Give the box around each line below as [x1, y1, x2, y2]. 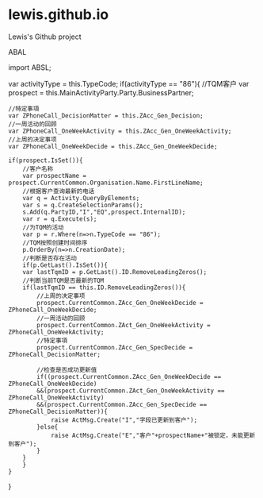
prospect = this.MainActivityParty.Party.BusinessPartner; [8, 87, 194, 97]
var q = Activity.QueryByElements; [22, 194, 140, 202]
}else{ [36, 423, 59, 430]
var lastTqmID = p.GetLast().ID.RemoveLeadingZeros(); [22, 268, 208, 276]
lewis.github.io [8, 6, 109, 24]
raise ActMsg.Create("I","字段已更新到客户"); [50, 415, 198, 424]
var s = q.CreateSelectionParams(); [22, 201, 144, 209]
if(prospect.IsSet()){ [8, 156, 83, 164]
